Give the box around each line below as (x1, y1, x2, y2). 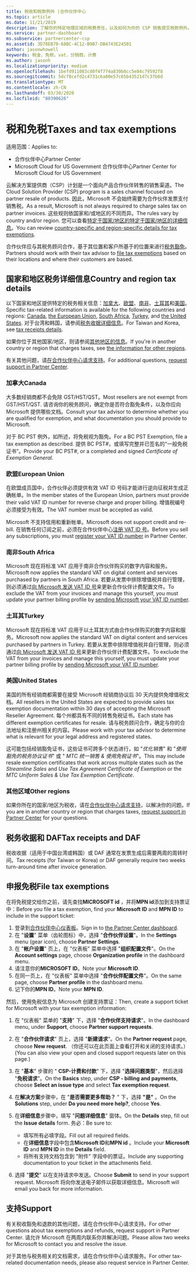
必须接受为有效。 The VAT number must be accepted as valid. (6, 506, 153, 513)
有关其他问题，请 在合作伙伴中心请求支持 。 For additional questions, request (6, 357, 188, 364)
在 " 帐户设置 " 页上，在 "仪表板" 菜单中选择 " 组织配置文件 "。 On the (14, 945, 175, 952)
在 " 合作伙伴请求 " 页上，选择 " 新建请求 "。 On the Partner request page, (14, 1035, 187, 1042)
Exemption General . (6, 454, 54, 461)
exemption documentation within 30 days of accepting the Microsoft (6, 705, 171, 712)
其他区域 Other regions (6, 787, 70, 795)
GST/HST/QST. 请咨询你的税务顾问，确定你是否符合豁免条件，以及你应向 (6, 401, 181, 408)
